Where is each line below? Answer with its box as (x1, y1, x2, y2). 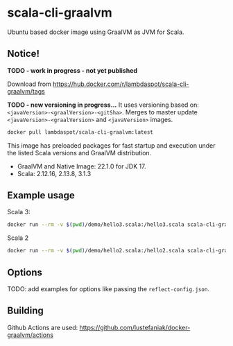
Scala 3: (7, 208, 31, 216)
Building (7, 305, 44, 317)
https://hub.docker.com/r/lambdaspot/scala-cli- (53, 80, 189, 88)
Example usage (7, 189, 75, 202)
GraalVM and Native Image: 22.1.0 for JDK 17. (17, 162, 146, 171)
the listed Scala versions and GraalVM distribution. (7, 148, 152, 157)
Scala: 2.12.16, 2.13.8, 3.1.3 (17, 169, 92, 178)
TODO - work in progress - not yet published (7, 66, 137, 74)
